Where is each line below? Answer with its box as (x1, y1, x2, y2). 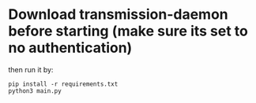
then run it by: (8, 64, 54, 74)
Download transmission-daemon (8, 6, 228, 24)
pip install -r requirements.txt (8, 80, 119, 88)
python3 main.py (8, 86, 62, 95)
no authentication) (8, 39, 133, 57)
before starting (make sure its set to (8, 22, 249, 40)
